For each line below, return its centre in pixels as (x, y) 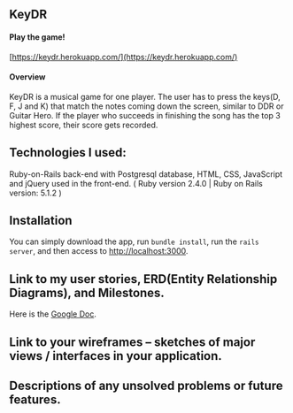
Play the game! (37, 37)
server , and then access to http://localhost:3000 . (99, 251)
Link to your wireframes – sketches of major (132, 342)
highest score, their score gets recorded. (84, 125)
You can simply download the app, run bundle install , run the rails (134, 241)
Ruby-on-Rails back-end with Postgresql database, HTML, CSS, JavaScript (146, 174)
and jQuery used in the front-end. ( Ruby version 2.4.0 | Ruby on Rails (136, 183)
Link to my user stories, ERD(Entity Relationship (143, 279)
